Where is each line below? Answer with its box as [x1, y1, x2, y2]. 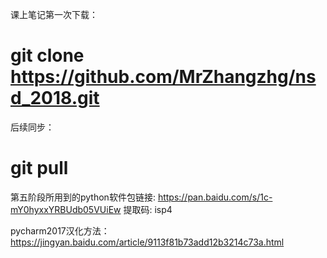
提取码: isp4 [123, 203, 173, 215]
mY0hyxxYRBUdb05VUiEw [10, 203, 122, 215]
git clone [10, 44, 85, 67]
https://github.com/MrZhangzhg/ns [10, 66, 317, 88]
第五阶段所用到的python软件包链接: [10, 191, 156, 203]
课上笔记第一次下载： [10, 9, 98, 20]
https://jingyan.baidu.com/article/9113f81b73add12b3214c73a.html [10, 236, 285, 248]
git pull [10, 157, 69, 180]
